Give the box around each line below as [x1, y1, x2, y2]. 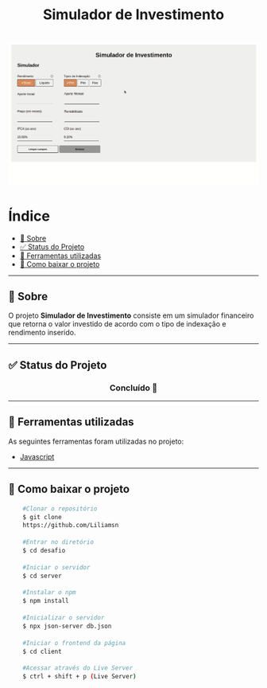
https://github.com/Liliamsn [22, 522, 119, 530]
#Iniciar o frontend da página [22, 639, 126, 647]
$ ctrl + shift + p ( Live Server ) [22, 673, 137, 681]
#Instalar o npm [22, 588, 77, 596]
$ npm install [22, 597, 69, 605]
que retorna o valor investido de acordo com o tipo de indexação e [8, 319, 226, 329]
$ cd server [22, 572, 62, 580]
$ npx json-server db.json [22, 622, 112, 630]
